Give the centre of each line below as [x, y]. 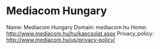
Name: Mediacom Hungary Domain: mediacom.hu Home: [77, 27]
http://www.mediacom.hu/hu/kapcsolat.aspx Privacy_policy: [80, 33]
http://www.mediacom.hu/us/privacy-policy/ [61, 40]
